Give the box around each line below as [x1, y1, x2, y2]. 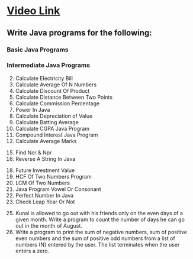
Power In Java [15, 106, 50, 113]
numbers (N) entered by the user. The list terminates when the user [15, 241, 180, 248]
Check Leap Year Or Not [15, 198, 75, 205]
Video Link [7, 4, 60, 18]
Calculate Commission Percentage [15, 99, 100, 107]
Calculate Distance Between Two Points [15, 93, 113, 101]
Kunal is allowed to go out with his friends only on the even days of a [15, 209, 183, 216]
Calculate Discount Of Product [15, 87, 90, 94]
